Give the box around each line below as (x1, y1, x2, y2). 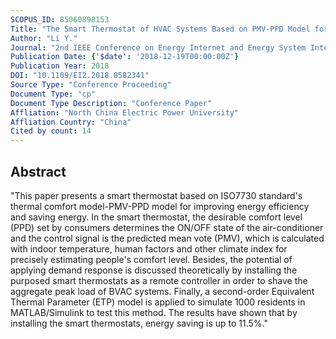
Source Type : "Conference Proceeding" (10, 80, 172, 90)
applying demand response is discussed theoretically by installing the (10, 264, 298, 276)
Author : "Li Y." (10, 33, 78, 43)
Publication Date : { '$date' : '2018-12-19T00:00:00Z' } (10, 52, 240, 62)
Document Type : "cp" (10, 89, 97, 99)
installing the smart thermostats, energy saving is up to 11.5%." (10, 317, 268, 329)
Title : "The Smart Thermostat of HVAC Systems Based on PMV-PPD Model (10, 24, 311, 34)
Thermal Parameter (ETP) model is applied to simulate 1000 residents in (10, 296, 306, 308)
